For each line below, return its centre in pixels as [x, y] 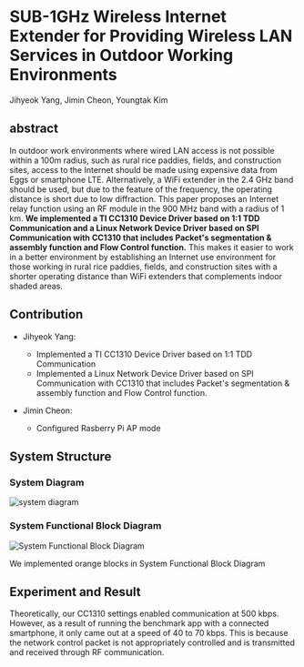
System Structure [61, 456]
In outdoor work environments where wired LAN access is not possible [142, 150]
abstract [34, 129]
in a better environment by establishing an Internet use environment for [143, 257]
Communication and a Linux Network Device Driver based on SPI [134, 227]
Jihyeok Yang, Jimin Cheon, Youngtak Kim [89, 100]
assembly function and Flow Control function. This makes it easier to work [152, 247]
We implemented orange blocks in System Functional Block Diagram [137, 563]
